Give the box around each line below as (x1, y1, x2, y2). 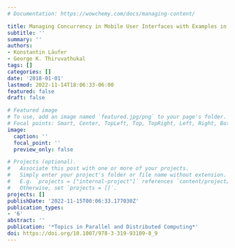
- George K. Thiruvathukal (7, 55, 86, 63)
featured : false (7, 88, 55, 95)
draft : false (7, 94, 45, 101)
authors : (7, 43, 33, 50)
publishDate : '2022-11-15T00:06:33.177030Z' (7, 197, 139, 205)
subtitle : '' (7, 29, 45, 36)
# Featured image (7, 107, 58, 114)
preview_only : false (13, 146, 73, 153)
